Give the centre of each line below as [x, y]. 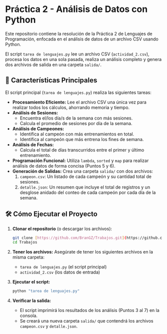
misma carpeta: [28, 257]
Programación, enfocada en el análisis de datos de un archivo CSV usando [82, 39]
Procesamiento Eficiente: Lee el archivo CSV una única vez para [80, 102]
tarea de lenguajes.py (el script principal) [63, 267]
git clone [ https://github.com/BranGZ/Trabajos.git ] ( [69, 238]
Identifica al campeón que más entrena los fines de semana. [82, 139]
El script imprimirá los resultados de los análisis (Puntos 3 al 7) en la [89, 310]
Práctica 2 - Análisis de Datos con [77, 9]
